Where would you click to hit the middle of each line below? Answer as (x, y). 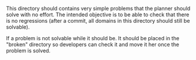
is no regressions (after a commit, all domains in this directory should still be (98, 21)
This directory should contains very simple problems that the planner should (98, 8)
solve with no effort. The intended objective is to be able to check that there (98, 15)
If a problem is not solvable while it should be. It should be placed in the (93, 38)
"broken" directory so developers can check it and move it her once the (93, 44)
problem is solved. (28, 51)
